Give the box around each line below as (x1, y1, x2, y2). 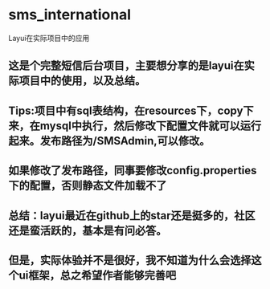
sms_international (8, 6, 131, 24)
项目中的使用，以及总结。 (18, 74, 146, 88)
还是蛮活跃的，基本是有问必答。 (8, 223, 167, 238)
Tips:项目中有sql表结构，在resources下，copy (8, 104, 243, 117)
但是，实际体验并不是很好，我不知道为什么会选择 (8, 253, 252, 267)
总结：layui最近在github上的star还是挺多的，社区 (8, 209, 256, 222)
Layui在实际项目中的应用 (8, 33, 90, 43)
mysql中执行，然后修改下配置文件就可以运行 (39, 119, 262, 132)
